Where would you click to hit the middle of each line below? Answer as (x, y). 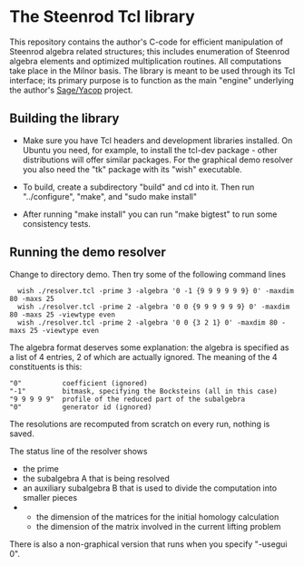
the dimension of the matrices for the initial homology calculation (157, 517)
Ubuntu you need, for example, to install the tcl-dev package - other (150, 150)
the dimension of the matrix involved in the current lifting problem (158, 526)
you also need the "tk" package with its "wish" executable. (132, 169)
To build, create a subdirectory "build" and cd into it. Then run (138, 187)
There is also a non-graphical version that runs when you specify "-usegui (148, 544)
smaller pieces (50, 497)
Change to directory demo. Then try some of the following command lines (147, 274)
